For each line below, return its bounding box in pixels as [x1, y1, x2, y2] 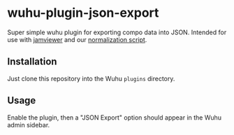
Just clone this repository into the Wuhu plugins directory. [7, 74, 175, 83]
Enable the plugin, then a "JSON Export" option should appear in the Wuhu [7, 113, 222, 122]
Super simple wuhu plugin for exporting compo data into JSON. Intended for [7, 28, 227, 36]
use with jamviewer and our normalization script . [7, 35, 147, 43]
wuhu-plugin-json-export [7, 5, 159, 21]
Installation [7, 56, 57, 68]
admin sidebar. [7, 120, 50, 129]
